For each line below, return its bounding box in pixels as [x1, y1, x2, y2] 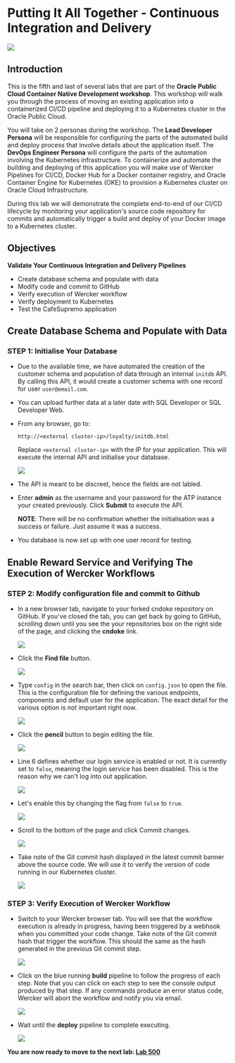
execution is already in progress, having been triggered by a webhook [17, 922, 220, 930]
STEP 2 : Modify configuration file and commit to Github [7, 588, 201, 598]
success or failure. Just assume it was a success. [17, 522, 162, 530]
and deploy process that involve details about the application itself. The [7, 140, 214, 149]
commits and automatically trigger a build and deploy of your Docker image [7, 214, 227, 223]
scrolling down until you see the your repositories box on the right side [17, 619, 222, 628]
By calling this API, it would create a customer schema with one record [17, 377, 223, 386]
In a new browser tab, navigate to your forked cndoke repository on [17, 605, 213, 613]
